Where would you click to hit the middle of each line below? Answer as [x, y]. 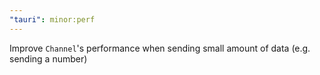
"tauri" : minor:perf [52, 19]
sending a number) [48, 58]
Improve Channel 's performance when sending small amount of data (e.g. [160, 48]
